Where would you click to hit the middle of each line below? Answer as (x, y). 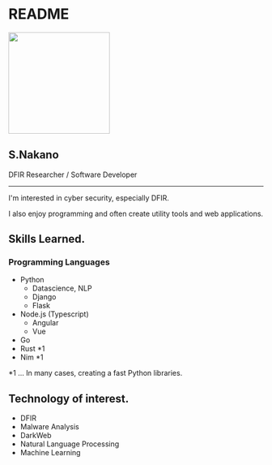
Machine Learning (50, 453)
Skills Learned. (47, 239)
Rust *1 (32, 349)
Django (44, 297)
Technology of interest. (69, 398)
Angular (45, 323)
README (39, 14)
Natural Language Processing (70, 444)
